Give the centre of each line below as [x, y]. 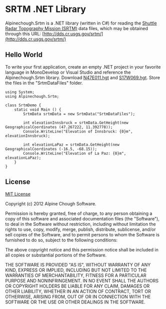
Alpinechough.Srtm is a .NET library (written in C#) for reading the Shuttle [81, 23]
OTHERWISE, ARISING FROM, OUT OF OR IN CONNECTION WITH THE [78, 296]
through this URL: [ [24, 34]
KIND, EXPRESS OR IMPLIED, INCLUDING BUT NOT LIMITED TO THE [76, 270]
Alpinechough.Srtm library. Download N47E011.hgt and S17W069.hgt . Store [82, 77]
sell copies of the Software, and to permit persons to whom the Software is [82, 234]
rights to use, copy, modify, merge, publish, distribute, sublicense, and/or [80, 229]
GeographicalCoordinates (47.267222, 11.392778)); [59, 127]
